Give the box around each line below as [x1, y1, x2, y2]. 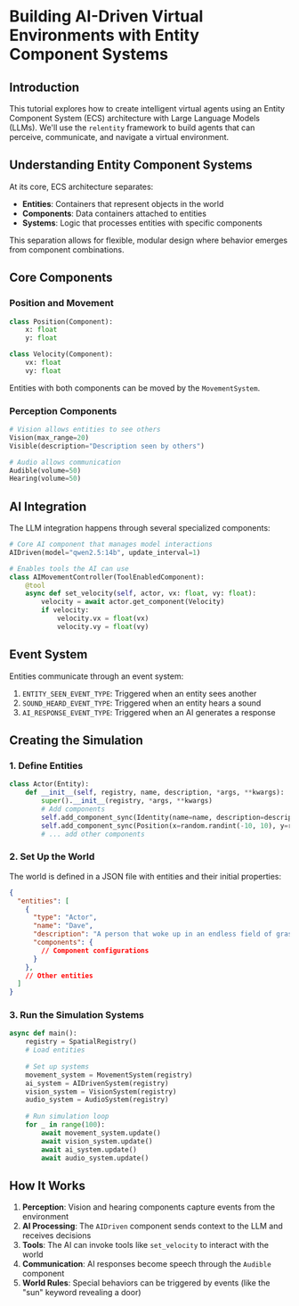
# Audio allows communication [9, 458, 122, 467]
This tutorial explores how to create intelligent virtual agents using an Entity [9, 103, 286, 113]
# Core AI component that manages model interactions [9, 540, 214, 550]
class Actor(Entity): [9, 780, 90, 789]
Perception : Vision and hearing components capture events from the [21, 1202, 276, 1212]
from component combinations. [9, 244, 125, 255]
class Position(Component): [9, 317, 114, 326]
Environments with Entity [9, 25, 200, 45]
